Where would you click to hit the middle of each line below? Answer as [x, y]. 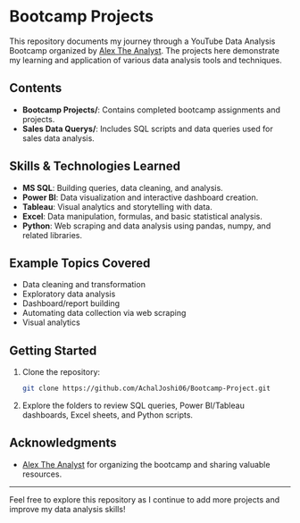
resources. [42, 474]
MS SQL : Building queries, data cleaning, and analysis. [122, 187]
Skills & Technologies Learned [95, 166]
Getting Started [53, 350]
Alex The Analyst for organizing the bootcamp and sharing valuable [146, 464]
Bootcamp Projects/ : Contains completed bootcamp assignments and [151, 110]
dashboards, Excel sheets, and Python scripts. [108, 415]
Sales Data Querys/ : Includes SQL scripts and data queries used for [148, 129]
